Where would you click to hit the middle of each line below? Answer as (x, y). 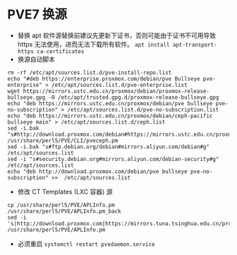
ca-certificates (60, 51)
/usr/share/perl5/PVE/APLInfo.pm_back (64, 211)
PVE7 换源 (37, 14)
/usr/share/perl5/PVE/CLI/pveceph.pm (63, 141)
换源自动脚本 (36, 59)
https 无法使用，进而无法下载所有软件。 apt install (93, 44)
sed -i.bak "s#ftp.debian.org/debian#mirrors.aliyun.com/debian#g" (109, 147)
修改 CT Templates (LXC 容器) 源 (65, 191)
